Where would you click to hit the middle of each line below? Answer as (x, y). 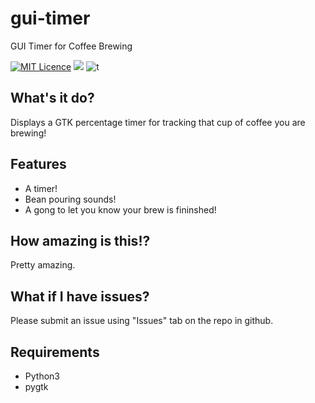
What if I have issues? (80, 296)
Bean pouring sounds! (70, 199)
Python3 (42, 376)
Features (38, 164)
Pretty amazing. (43, 265)
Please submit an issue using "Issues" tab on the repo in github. (142, 321)
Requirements (55, 352)
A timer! (41, 188)
